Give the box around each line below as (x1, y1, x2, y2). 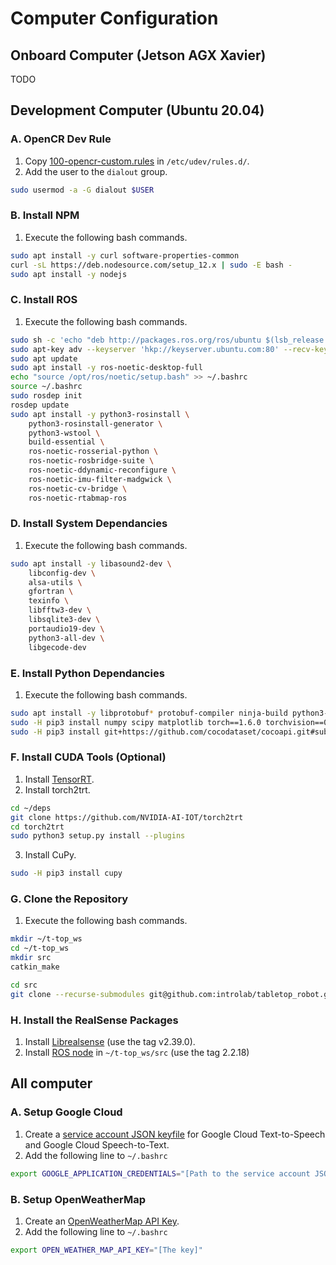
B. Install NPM (10, 208, 80, 222)
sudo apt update (10, 353, 78, 364)
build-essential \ (28, 437, 105, 447)
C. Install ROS (10, 293, 78, 307)
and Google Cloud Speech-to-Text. (24, 1138, 170, 1151)
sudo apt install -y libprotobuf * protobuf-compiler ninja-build (10, 708, 288, 718)
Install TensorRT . (24, 773, 95, 785)
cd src (10, 980, 38, 990)
